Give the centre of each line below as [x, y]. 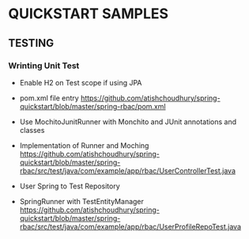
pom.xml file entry [49, 98]
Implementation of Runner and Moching [84, 145]
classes [32, 130]
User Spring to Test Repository [70, 186]
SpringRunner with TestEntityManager [82, 201]
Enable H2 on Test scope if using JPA [81, 82]
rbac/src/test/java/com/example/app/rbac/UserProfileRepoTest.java [130, 226]
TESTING [31, 43]
